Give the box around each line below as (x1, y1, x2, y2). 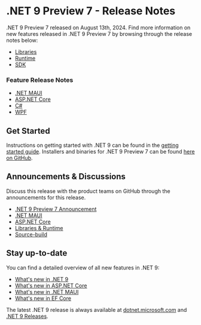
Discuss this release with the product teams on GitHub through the (6, 187, 170, 195)
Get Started (6, 125, 50, 136)
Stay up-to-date (6, 248, 68, 258)
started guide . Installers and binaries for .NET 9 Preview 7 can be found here (6, 148, 195, 155)
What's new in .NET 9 (14, 275, 69, 283)
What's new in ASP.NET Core (14, 282, 87, 289)
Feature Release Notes (6, 76, 74, 84)
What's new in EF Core (14, 295, 72, 302)
